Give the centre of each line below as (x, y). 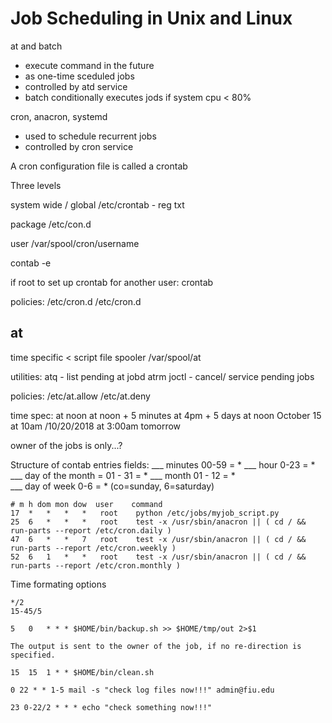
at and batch (36, 46)
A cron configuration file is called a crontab (99, 166)
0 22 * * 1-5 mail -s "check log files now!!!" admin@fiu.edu (142, 690)
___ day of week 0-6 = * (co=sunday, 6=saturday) (112, 486)
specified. (33, 655)
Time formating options (58, 584)
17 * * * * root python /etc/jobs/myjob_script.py (145, 513)
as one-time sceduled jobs (79, 76)
